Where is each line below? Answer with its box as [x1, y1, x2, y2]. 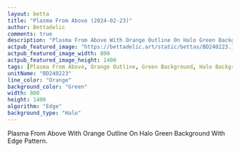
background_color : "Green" [7, 83, 88, 90]
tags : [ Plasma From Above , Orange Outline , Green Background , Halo [7, 63, 213, 70]
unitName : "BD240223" [7, 70, 72, 77]
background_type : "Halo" [7, 109, 81, 116]
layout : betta [7, 10, 50, 18]
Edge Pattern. [7, 136, 48, 145]
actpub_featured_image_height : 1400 [7, 57, 116, 64]
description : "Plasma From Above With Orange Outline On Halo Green [7, 37, 216, 44]
